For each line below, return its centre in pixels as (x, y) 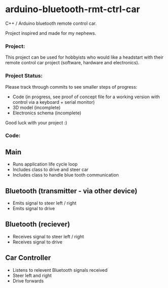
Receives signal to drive (37, 242)
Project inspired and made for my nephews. (51, 33)
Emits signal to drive (34, 209)
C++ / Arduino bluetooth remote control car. (51, 23)
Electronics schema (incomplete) (47, 113)
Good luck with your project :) (36, 122)
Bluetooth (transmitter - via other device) (71, 191)
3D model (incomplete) (36, 107)
